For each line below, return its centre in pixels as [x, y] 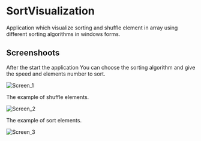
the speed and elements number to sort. [56, 74]
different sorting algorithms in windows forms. [63, 34]
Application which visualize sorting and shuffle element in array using [92, 28]
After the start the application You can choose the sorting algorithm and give [101, 67]
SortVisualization [50, 11]
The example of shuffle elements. [48, 97]
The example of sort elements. [44, 120]
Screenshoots [33, 53]
